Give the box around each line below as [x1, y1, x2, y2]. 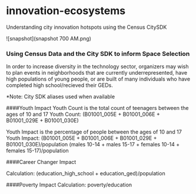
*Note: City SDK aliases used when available [6, 93, 115, 101]
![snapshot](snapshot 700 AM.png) [6, 35, 91, 42]
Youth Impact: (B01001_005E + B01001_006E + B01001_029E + [6, 135, 157, 142]
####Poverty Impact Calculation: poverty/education [6, 181, 132, 189]
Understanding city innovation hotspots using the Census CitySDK [6, 24, 167, 31]
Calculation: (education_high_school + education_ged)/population [6, 170, 166, 177]
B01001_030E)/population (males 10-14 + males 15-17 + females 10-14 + [6, 141, 180, 148]
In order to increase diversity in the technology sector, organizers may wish [6, 63, 190, 70]
